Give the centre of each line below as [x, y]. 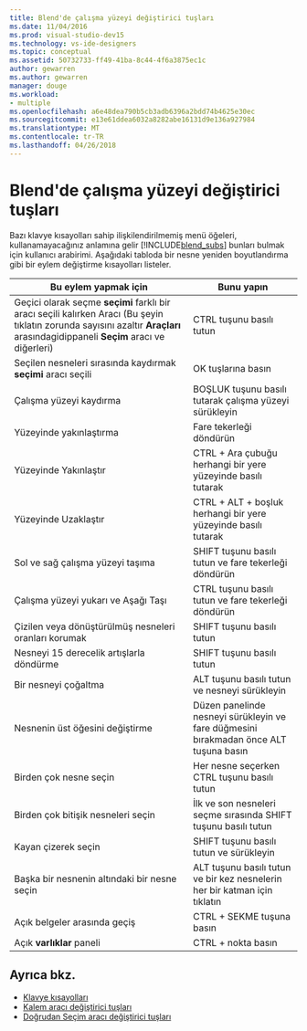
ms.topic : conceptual [51, 52]
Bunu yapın [243, 287]
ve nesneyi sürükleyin [239, 690]
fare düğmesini [225, 728]
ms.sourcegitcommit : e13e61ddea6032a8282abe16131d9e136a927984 [132, 120]
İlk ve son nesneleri [234, 803]
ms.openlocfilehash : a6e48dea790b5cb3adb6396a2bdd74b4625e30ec [132, 111]
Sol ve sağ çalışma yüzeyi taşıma [85, 563]
